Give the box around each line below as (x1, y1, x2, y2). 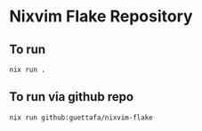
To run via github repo (9, 89, 134, 104)
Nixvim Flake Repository (9, 6, 193, 27)
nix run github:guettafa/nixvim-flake (9, 113, 153, 122)
